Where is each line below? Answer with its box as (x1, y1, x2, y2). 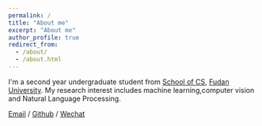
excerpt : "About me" (8, 26, 77, 34)
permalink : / (8, 11, 51, 20)
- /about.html (15, 56, 62, 64)
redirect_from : (8, 41, 59, 49)
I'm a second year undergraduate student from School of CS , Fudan (8, 76, 230, 87)
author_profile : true (8, 33, 80, 42)
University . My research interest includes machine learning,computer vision (8, 85, 255, 94)
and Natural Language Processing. (8, 94, 121, 103)
